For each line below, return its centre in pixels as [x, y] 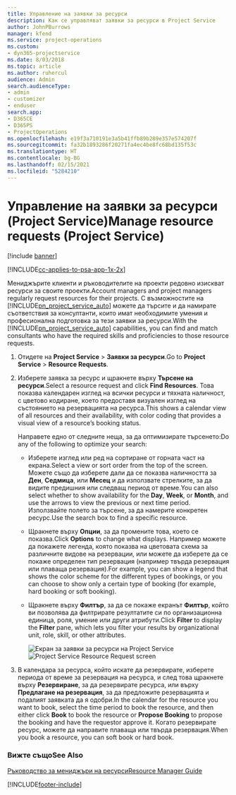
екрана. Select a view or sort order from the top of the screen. [118, 465]
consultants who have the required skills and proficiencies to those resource [118, 335]
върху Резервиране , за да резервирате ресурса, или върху [108, 684]
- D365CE [20, 119]
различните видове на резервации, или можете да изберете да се [128, 554]
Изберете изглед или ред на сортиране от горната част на [116, 457]
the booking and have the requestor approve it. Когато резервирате [117, 722]
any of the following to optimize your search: [82, 444]
